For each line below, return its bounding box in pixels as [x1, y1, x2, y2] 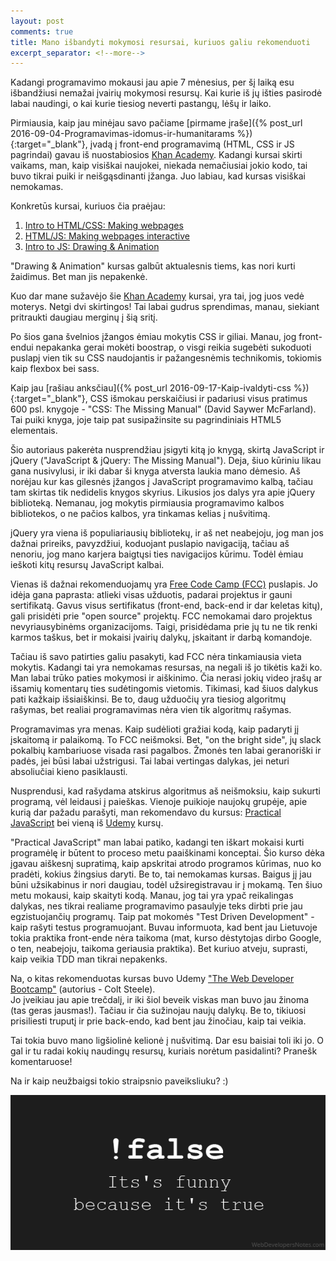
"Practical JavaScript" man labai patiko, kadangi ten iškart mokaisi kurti [10, 836, 305, 849]
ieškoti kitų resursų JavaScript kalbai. [10, 559, 165, 571]
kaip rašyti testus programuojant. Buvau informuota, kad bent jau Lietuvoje [10, 921, 318, 934]
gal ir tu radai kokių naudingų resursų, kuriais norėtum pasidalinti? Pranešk [10, 1045, 318, 1057]
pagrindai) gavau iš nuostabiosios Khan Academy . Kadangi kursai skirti [10, 149, 303, 161]
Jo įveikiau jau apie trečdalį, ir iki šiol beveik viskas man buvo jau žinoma [10, 994, 310, 1006]
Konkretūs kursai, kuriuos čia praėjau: [10, 200, 166, 212]
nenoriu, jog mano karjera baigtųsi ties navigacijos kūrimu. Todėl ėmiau [10, 548, 304, 560]
